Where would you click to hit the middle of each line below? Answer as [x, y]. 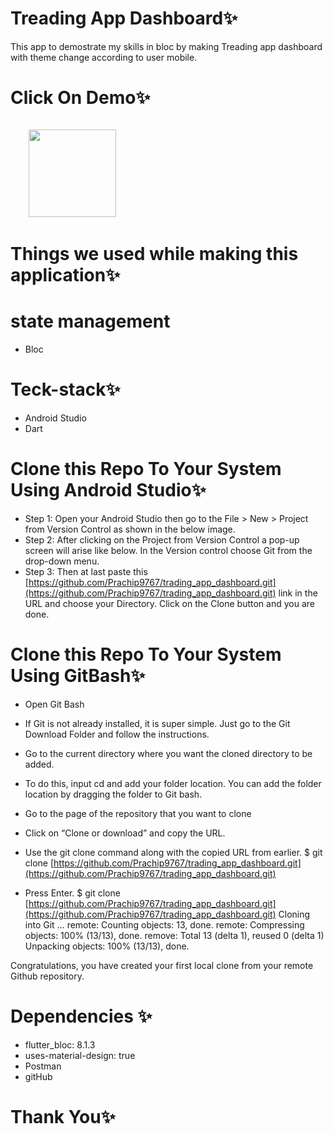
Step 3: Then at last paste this [86, 571]
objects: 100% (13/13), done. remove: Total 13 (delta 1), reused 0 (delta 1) [174, 935]
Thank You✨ [63, 1116]
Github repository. [47, 976]
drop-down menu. [62, 561]
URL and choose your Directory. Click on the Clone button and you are [169, 603]
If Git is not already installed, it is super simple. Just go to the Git [157, 723]
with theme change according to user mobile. [104, 57]
